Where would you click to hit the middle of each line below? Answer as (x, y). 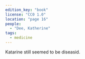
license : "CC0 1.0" (26, 14)
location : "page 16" (27, 19)
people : (13, 24)
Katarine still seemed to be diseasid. (43, 52)
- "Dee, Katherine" (30, 28)
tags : (11, 33)
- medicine (21, 38)
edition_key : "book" (27, 10)
